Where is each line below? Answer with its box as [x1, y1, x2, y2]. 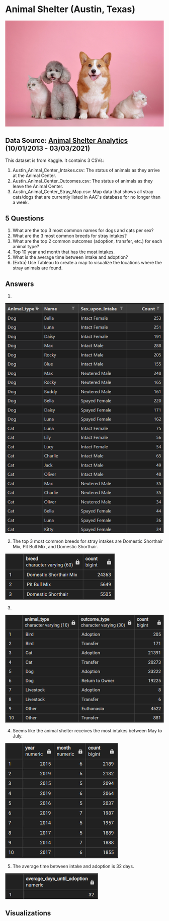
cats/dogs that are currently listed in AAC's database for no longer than [12, 194, 161, 200]
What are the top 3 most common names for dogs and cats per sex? [12, 227, 154, 234]
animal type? [12, 244, 39, 250]
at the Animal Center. [12, 172, 56, 179]
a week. [12, 199, 29, 205]
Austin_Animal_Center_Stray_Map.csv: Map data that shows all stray [12, 189, 153, 195]
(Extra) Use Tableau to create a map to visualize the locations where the [12, 260, 162, 266]
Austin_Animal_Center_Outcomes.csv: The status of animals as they [12, 178, 153, 184]
